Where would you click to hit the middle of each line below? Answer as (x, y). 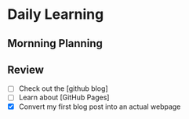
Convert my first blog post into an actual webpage (100, 106)
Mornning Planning (55, 43)
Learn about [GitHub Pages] (64, 97)
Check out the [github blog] (63, 88)
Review (26, 69)
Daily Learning (56, 14)
